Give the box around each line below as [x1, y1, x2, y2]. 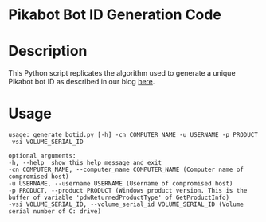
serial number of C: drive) [8, 208, 102, 216]
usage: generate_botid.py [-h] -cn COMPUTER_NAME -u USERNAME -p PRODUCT [8, 131, 259, 139]
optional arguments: [8, 152, 77, 160]
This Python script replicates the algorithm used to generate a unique [8, 68, 237, 78]
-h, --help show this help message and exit [8, 159, 162, 167]
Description [8, 42, 88, 60]
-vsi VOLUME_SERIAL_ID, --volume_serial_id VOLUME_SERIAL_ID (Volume [8, 201, 244, 208]
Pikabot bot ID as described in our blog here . [8, 77, 155, 87]
